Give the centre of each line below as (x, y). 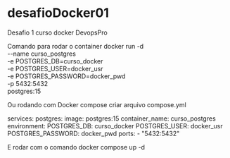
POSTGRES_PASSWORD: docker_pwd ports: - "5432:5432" (94, 133)
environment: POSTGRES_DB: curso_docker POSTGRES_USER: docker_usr (115, 126)
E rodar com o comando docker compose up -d (76, 147)
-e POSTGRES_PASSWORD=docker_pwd (66, 76)
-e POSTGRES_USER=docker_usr (55, 68)
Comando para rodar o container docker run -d (76, 46)
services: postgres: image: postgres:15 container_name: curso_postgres (111, 119)
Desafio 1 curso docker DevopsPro (57, 32)
